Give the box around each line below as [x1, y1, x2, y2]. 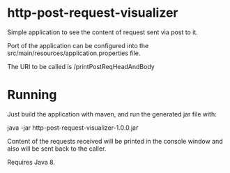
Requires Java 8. [7, 158, 56, 166]
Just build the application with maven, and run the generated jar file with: [7, 110, 217, 118]
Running [7, 87, 57, 103]
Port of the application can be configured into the [7, 41, 149, 50]
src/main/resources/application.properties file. [7, 49, 141, 57]
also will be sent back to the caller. [7, 144, 107, 153]
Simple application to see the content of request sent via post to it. [7, 28, 199, 36]
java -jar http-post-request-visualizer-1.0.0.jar [7, 123, 139, 132]
